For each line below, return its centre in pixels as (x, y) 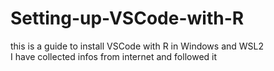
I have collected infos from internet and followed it (114, 56)
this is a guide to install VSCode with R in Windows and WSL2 (137, 46)
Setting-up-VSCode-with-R (127, 18)
